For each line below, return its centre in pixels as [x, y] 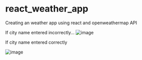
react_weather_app [47, 9]
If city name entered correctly [36, 42]
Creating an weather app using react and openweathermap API [71, 23]
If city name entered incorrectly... [40, 32]
